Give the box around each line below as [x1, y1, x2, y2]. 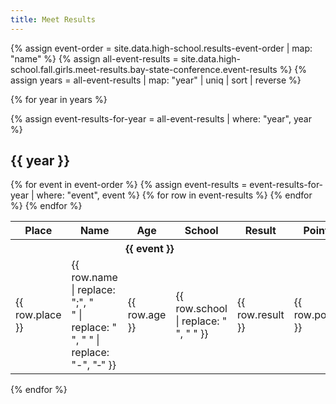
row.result [236, 308, 285, 322]
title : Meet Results [10, 14, 97, 25]
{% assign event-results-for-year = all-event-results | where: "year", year [10, 112, 312, 125]
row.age [127, 308, 167, 322]
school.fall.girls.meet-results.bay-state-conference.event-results [10, 63, 278, 75]
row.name [71, 271, 118, 285]
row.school [175, 302, 228, 316]
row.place [15, 308, 62, 322]
